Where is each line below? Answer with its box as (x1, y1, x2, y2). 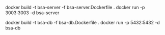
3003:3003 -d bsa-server (5, 10, 60, 16)
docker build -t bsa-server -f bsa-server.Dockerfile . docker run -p (5, 5, 145, 10)
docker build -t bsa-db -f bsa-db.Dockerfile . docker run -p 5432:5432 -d (5, 20, 160, 25)
